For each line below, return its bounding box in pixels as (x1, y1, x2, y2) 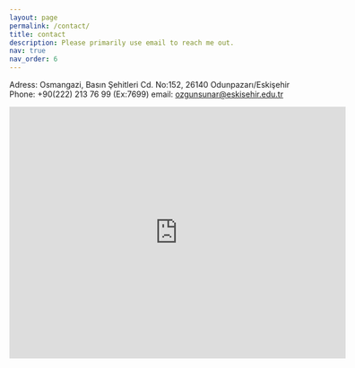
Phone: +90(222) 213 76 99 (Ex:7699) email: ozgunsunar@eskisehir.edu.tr (9, 89, 284, 99)
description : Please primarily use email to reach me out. (9, 38, 235, 47)
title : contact (9, 30, 66, 39)
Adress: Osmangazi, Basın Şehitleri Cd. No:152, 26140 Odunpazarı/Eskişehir (9, 80, 290, 90)
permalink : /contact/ (9, 21, 91, 30)
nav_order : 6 (9, 55, 58, 64)
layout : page (9, 13, 58, 22)
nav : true (9, 47, 47, 56)
